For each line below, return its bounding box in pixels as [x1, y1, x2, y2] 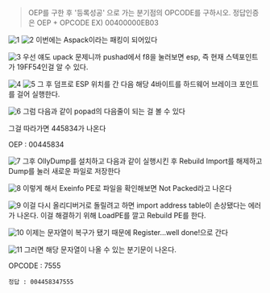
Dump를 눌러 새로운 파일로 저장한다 [8, 167, 121, 175]
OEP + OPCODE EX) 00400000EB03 [36, 18, 159, 27]
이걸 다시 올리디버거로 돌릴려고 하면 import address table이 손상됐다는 [23, 200, 247, 210]
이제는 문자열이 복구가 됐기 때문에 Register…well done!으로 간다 [25, 228, 228, 237]
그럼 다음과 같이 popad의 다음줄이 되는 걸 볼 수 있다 [23, 106, 185, 116]
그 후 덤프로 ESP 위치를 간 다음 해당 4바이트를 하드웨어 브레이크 [37, 80, 238, 89]
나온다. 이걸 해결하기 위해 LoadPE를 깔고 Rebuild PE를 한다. [16, 211, 207, 220]
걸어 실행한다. [16, 89, 60, 99]
